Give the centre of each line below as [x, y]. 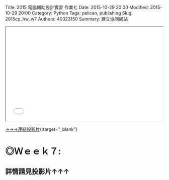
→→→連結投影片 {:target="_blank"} [41, 129]
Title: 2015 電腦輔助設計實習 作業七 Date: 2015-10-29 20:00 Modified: [77, 7]
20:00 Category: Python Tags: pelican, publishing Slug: [76, 13]
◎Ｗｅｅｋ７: [33, 151]
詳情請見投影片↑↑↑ [37, 171]
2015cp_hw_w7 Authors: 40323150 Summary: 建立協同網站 [67, 19]
